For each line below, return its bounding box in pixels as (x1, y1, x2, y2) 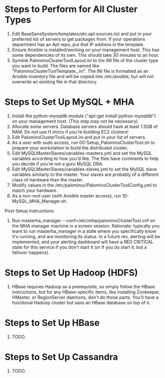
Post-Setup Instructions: (4, 208, 55, 214)
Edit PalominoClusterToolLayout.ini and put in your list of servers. (11, 134, 146, 140)
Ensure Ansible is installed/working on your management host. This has (11, 47, 159, 53)
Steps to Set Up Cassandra (4, 351, 118, 362)
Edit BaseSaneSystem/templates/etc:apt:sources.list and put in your (11, 31, 152, 37)
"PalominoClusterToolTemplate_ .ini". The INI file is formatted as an (11, 68, 148, 74)
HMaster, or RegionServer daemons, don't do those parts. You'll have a (11, 294, 158, 300)
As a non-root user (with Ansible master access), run (11, 193, 121, 199)
